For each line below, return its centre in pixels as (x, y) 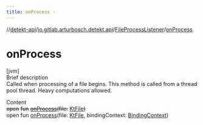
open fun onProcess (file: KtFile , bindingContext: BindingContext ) (88, 115)
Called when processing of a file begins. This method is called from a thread (102, 84)
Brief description (27, 77)
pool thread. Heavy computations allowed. (59, 90)
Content (16, 102)
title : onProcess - (31, 12)
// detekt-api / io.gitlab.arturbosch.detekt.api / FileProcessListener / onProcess (99, 29)
